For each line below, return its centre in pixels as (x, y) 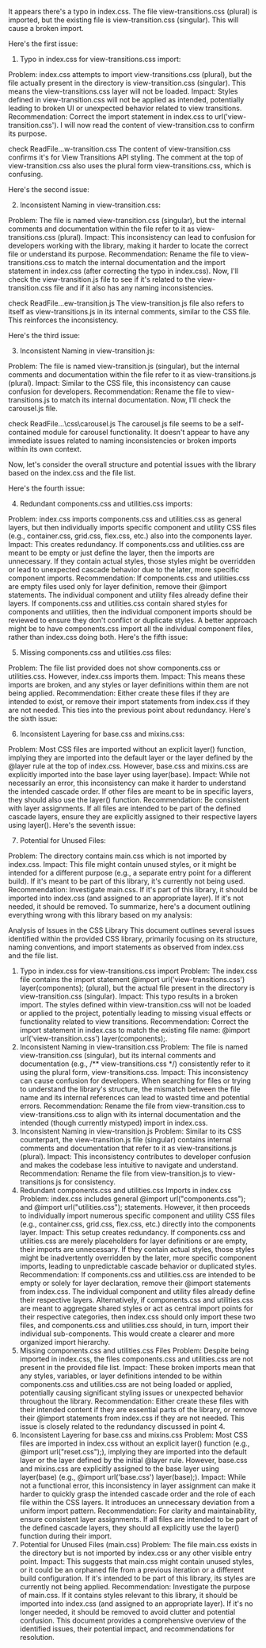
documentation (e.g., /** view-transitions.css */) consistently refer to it (135, 1064)
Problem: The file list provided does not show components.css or (114, 668)
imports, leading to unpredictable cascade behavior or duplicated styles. (138, 1266)
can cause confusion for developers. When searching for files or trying (135, 1080)
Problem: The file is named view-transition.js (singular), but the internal (124, 366)
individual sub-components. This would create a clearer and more (127, 1334)
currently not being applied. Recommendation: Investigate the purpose (135, 1586)
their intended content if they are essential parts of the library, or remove (138, 1409)
